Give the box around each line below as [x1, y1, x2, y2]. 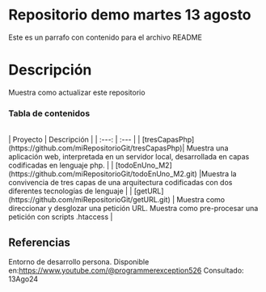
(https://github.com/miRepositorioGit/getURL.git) [8, 195, 171, 205]
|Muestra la [199, 169, 237, 179]
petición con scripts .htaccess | [8, 212, 113, 222]
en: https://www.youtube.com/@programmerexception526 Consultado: [8, 265, 244, 275]
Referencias [8, 235, 71, 249]
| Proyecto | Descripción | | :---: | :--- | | [8, 135, 141, 145]
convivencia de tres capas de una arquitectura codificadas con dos [8, 178, 233, 188]
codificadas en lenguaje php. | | [8, 160, 114, 171]
